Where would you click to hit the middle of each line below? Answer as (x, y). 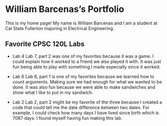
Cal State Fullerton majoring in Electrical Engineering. (60, 28)
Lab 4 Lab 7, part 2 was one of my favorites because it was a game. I (83, 56)
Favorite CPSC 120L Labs (45, 44)
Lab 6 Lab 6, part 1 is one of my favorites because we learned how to (83, 76)
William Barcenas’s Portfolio (65, 9)
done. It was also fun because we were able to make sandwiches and (84, 87)
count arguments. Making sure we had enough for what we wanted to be (87, 81)
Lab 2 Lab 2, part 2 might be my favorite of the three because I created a (87, 102)
